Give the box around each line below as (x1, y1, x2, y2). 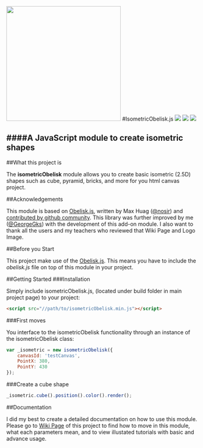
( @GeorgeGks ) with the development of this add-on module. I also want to (6, 220, 194, 228)
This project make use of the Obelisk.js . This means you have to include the (6, 257, 196, 264)
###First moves (6, 316, 46, 324)
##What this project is (6, 159, 62, 166)
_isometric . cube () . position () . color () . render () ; (6, 392, 132, 399)
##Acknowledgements (6, 195, 63, 203)
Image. (6, 233, 24, 241)
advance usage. (6, 435, 47, 442)
